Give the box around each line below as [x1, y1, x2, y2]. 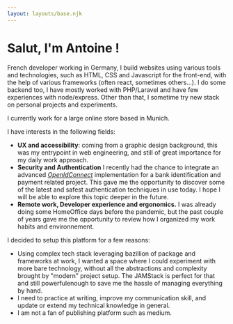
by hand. [17, 286, 43, 295]
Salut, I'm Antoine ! [7, 40, 120, 56]
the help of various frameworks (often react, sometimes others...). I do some [7, 78, 226, 86]
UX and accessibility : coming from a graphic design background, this [17, 141, 218, 149]
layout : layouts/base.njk [7, 10, 82, 17]
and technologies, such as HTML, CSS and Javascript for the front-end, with [7, 70, 227, 79]
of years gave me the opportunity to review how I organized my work [17, 215, 216, 223]
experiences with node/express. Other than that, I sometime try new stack [7, 93, 220, 101]
